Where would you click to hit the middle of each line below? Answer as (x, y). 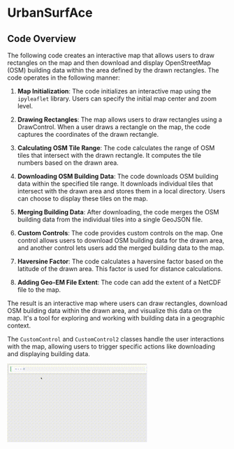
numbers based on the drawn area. (68, 163)
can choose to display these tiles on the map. (82, 198)
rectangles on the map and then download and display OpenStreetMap (109, 63)
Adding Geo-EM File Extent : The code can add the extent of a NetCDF (119, 282)
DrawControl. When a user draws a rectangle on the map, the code (114, 127)
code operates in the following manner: (64, 78)
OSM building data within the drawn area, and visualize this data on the (110, 311)
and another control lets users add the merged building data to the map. (121, 248)
